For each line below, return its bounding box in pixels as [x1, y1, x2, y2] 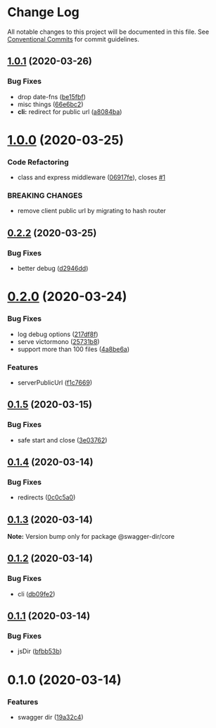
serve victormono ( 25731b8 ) [17, 337, 100, 345]
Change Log [7, 4, 80, 20]
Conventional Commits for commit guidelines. [7, 34, 139, 43]
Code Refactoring [7, 157, 69, 167]
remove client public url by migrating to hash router [17, 207, 167, 215]
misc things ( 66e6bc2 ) [17, 100, 84, 108]
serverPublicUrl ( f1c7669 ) [17, 378, 93, 387]
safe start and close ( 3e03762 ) [17, 435, 108, 444]
